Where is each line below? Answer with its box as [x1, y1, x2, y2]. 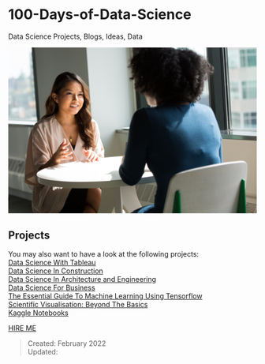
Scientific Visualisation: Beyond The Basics [8, 300, 148, 310]
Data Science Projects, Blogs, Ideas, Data [8, 32, 144, 41]
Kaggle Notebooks [8, 308, 69, 317]
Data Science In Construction [8, 266, 104, 276]
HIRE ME [8, 324, 37, 333]
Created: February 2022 [27, 339, 106, 348]
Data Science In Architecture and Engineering [8, 275, 156, 284]
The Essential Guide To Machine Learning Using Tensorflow [8, 291, 203, 301]
